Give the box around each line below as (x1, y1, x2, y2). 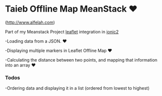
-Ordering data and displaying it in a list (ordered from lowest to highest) (5, 85, 150, 91)
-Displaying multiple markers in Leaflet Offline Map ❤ (5, 48, 113, 53)
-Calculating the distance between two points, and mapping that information (5, 57, 158, 63)
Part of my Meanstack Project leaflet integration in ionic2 (5, 29, 119, 34)
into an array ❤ (5, 62, 36, 68)
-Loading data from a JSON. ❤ (5, 38, 67, 44)
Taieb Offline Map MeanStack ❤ (5, 3, 138, 15)
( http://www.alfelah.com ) (5, 19, 55, 25)
